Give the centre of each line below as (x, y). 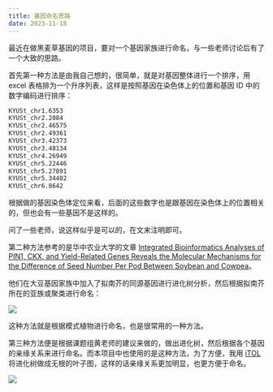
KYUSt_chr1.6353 (36, 110)
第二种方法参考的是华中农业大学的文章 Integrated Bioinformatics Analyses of (136, 248)
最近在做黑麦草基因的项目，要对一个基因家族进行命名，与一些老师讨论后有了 (136, 47)
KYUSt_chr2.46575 (38, 126)
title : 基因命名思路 (39, 16)
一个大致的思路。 (37, 58)
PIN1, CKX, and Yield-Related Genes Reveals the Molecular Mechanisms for (135, 256)
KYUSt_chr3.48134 (38, 148)
